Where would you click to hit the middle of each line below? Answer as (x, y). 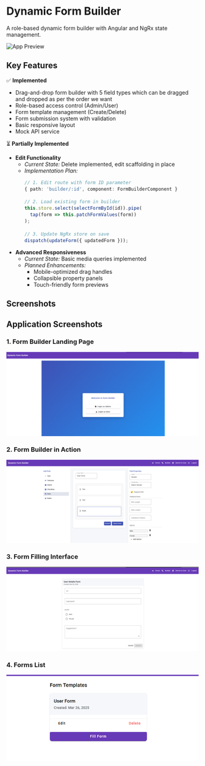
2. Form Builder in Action (44, 449)
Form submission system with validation (65, 118)
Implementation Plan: (51, 170)
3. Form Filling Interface (42, 557)
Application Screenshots (54, 324)
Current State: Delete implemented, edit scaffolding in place (99, 164)
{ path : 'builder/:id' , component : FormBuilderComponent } (101, 189)
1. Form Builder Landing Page (50, 342)
